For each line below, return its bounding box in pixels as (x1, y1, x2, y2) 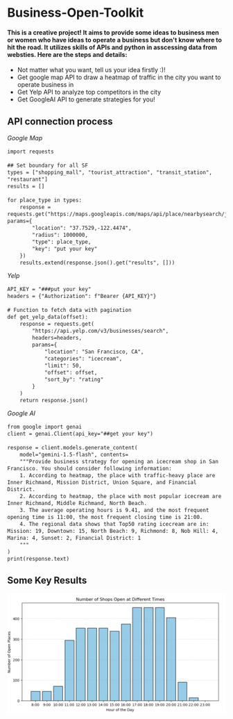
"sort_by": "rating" (44, 377, 104, 383)
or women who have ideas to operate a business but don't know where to (7, 35, 222, 44)
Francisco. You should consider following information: (7, 465, 172, 472)
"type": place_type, (32, 238, 92, 246)
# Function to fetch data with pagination (7, 307, 132, 314)
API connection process (7, 115, 113, 127)
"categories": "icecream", (44, 356, 123, 363)
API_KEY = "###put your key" (7, 286, 92, 293)
